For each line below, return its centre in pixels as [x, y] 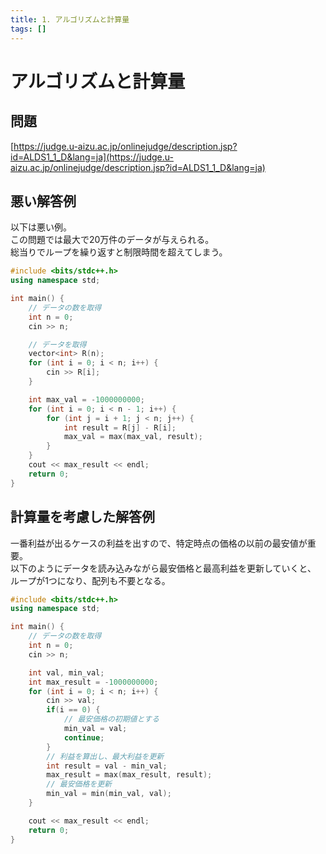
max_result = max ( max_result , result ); [129, 775]
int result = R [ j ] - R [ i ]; [120, 427]
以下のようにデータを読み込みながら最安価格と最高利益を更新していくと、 [163, 568]
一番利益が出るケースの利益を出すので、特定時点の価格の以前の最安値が [159, 543]
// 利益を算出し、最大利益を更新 [105, 756]
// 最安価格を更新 [79, 784]
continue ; [84, 737]
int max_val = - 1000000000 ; [86, 399]
